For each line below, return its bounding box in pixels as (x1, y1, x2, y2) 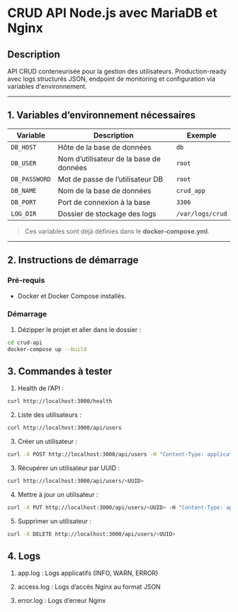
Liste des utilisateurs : (17, 411, 81, 419)
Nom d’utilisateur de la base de (57, 154, 161, 164)
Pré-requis (7, 275, 45, 285)
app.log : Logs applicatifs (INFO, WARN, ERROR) (17, 569, 159, 577)
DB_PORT (11, 198, 37, 206)
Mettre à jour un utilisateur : (17, 490, 98, 499)
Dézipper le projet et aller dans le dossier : (17, 325, 142, 334)
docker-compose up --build (7, 345, 87, 352)
